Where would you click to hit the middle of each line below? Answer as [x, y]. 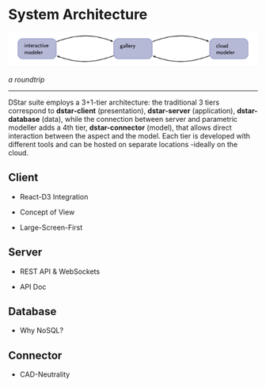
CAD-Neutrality [45, 374]
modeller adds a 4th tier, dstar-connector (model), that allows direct [120, 127]
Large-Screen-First [51, 227]
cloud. [19, 153]
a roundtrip [27, 79]
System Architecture [78, 15]
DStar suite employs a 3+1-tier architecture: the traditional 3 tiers [114, 102]
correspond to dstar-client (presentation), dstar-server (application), [122, 110]
